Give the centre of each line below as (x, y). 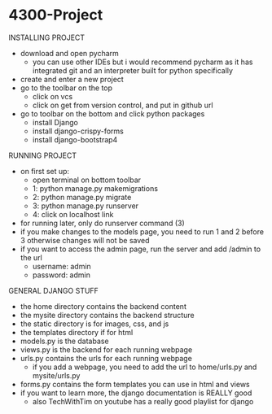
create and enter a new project (72, 79)
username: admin (61, 266)
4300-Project (56, 15)
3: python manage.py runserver (86, 206)
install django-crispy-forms (78, 131)
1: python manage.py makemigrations (95, 188)
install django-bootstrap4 (75, 139)
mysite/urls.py (56, 375)
